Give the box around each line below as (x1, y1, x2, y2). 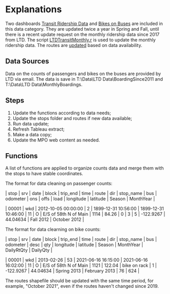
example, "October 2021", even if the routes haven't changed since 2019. (5, 283, 159, 289)
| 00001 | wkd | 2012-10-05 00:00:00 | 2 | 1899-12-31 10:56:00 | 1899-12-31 (5, 206, 164, 212)
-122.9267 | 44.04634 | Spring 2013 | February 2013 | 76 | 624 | (5, 268, 139, 274)
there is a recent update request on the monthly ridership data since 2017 (5, 31, 160, 37)
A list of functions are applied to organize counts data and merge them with (5, 165, 164, 171)
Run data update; (12, 120, 50, 127)
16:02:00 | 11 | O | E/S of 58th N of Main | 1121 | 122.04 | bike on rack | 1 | (5, 262, 157, 268)
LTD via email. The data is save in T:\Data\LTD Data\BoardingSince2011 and (5, 76, 163, 82)
